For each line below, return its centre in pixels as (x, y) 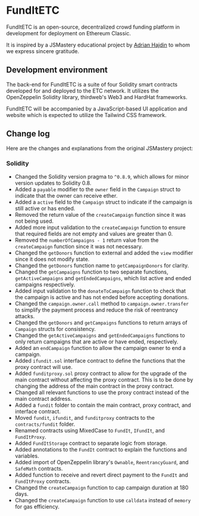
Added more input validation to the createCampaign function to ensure (100, 227)
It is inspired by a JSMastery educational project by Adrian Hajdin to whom (98, 45)
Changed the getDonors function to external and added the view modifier (104, 253)
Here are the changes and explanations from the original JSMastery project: (99, 148)
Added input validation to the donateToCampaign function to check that (100, 291)
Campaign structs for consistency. (55, 328)
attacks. (25, 316)
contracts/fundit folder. (45, 424)
